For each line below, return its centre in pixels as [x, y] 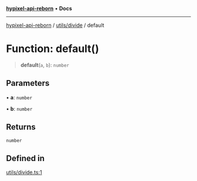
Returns [21, 127]
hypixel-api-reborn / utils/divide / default [55, 25]
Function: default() [53, 49]
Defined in [26, 158]
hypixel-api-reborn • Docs [39, 8]
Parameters [28, 83]
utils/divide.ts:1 [24, 172]
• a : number [19, 97]
